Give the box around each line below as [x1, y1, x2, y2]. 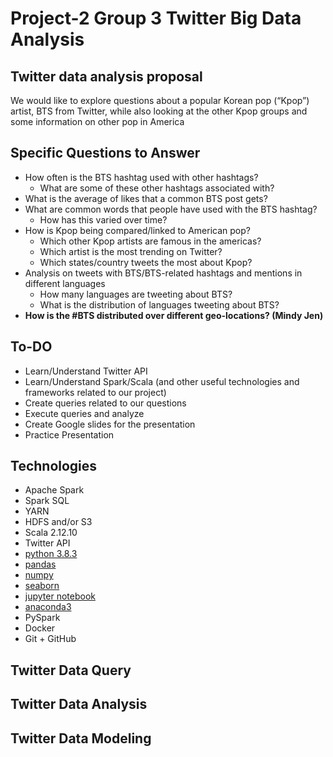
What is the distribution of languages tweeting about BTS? [39, 298, 280, 311]
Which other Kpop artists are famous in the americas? [39, 235, 262, 247]
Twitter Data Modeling [10, 730, 152, 747]
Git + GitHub [24, 633, 77, 645]
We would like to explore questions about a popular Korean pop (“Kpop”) [10, 95, 310, 106]
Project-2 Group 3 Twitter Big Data [10, 7, 302, 30]
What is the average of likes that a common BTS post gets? [24, 192, 268, 204]
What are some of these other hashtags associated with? [39, 182, 275, 194]
